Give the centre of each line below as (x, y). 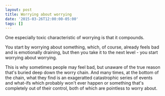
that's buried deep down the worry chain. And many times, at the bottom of (82, 73)
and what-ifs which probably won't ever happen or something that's (75, 83)
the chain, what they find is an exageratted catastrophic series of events (79, 78)
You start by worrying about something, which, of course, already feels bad (82, 47)
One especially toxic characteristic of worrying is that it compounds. (75, 38)
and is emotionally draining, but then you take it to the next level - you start (82, 52)
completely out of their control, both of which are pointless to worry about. (81, 88)
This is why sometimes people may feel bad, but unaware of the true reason (83, 67)
